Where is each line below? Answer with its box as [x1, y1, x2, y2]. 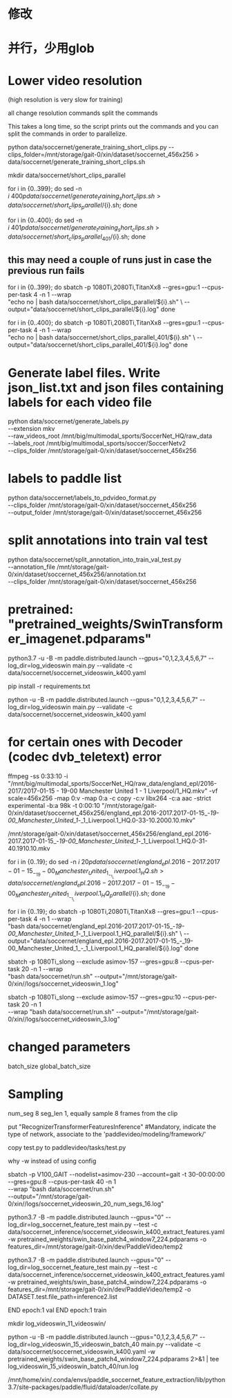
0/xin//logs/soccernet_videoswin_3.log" [8, 1015, 120, 1024]
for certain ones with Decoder [8, 735, 183, 751]
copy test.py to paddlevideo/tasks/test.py [8, 1143, 126, 1152]
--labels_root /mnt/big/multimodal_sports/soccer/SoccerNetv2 [8, 439, 186, 448]
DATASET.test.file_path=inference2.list [8, 1293, 118, 1301]
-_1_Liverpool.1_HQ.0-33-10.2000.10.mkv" [77, 816, 196, 824]
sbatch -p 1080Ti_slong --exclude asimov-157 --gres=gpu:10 [8, 993, 182, 1002]
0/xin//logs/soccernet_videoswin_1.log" [8, 979, 119, 988]
